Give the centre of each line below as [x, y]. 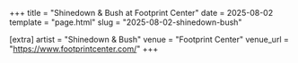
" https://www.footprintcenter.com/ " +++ [84, 49]
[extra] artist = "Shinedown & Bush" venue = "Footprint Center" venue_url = [149, 39]
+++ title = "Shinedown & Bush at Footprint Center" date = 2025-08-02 [141, 13]
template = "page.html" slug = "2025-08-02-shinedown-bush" [126, 22]
